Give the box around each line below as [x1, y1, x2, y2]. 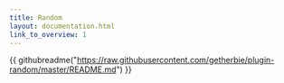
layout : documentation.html [9, 22, 116, 31]
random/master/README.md [9, 64, 117, 75]
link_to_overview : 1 [9, 30, 88, 39]
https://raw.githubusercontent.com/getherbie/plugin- [76, 55, 275, 66]
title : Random [9, 13, 63, 23]
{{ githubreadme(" [9, 55, 78, 66]
